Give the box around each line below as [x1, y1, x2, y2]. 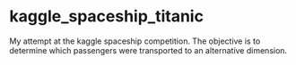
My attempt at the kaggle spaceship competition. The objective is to [9, 36, 261, 46]
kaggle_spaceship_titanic [9, 6, 205, 27]
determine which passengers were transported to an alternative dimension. [9, 45, 288, 55]
